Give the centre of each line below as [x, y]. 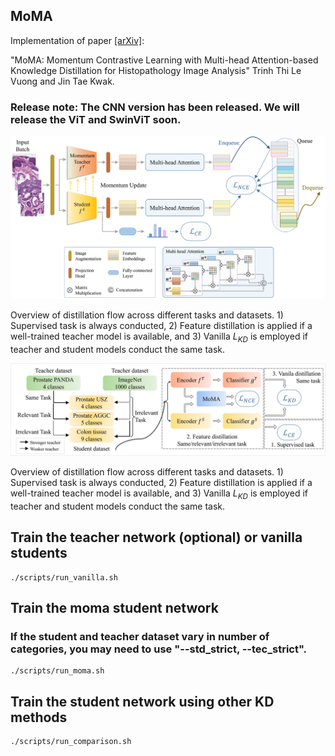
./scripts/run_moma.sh [57, 671]
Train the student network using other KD [142, 701]
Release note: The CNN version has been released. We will [155, 107]
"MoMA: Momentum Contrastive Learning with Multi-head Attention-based [164, 60]
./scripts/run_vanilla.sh [64, 577]
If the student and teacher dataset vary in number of [140, 636]
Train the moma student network [114, 607]
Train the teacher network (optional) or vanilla [156, 537]
